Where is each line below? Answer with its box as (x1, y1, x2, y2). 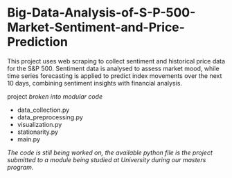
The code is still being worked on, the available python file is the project (7, 148, 213, 157)
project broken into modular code (7, 92, 102, 101)
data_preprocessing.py (17, 112, 83, 121)
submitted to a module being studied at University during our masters (7, 155, 206, 164)
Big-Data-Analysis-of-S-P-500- (7, 5, 196, 21)
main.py (17, 135, 40, 143)
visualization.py (17, 120, 62, 128)
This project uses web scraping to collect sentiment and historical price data (7, 57, 226, 65)
